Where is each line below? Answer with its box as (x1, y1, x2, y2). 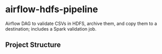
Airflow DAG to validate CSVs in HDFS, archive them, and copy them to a (5, 20, 157, 26)
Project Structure (5, 41, 61, 49)
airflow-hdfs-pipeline (5, 4, 98, 15)
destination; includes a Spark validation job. (5, 25, 96, 32)
